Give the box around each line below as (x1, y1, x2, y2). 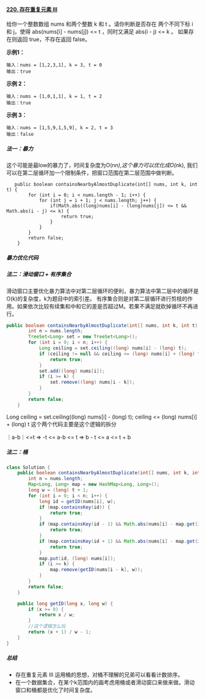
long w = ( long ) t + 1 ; (28, 487, 88, 493)
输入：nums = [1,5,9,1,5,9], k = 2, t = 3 (6, 125, 113, 131)
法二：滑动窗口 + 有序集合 (6, 271, 72, 278)
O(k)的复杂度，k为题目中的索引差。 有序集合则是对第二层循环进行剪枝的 (6, 294, 188, 302)
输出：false (6, 132, 34, 138)
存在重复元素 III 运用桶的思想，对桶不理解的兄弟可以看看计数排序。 (15, 671, 183, 678)
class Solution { (6, 464, 51, 471)
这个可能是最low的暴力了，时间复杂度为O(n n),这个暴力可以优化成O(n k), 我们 (6, 162, 198, 169)
